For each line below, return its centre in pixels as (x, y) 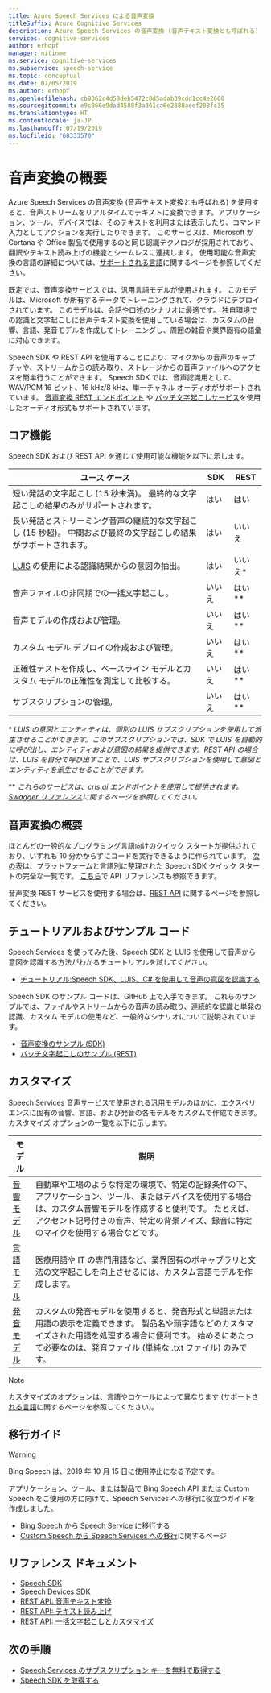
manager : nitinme (37, 53)
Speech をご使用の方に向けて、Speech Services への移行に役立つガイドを (132, 1498)
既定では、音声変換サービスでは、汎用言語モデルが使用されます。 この (125, 289)
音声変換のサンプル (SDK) (63, 1044)
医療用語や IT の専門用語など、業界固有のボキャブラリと (141, 1259)
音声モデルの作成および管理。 (69, 620)
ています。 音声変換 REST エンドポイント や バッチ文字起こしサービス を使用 (135, 397)
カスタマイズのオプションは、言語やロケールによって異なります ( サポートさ (133, 1396)
